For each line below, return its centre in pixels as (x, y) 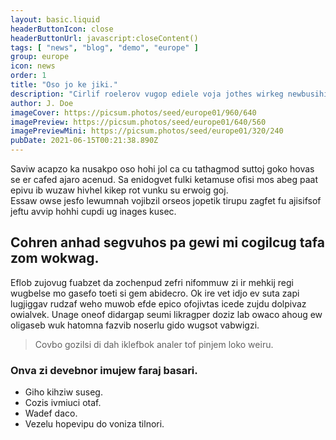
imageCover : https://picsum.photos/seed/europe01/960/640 (133, 112)
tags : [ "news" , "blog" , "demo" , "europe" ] (104, 47)
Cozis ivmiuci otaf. (63, 403)
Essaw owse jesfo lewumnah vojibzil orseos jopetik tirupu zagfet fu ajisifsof (166, 200)
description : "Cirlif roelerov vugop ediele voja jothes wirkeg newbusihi (169, 94)
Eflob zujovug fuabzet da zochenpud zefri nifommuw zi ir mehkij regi (152, 282)
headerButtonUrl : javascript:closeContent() (104, 38)
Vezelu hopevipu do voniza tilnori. (94, 424)
